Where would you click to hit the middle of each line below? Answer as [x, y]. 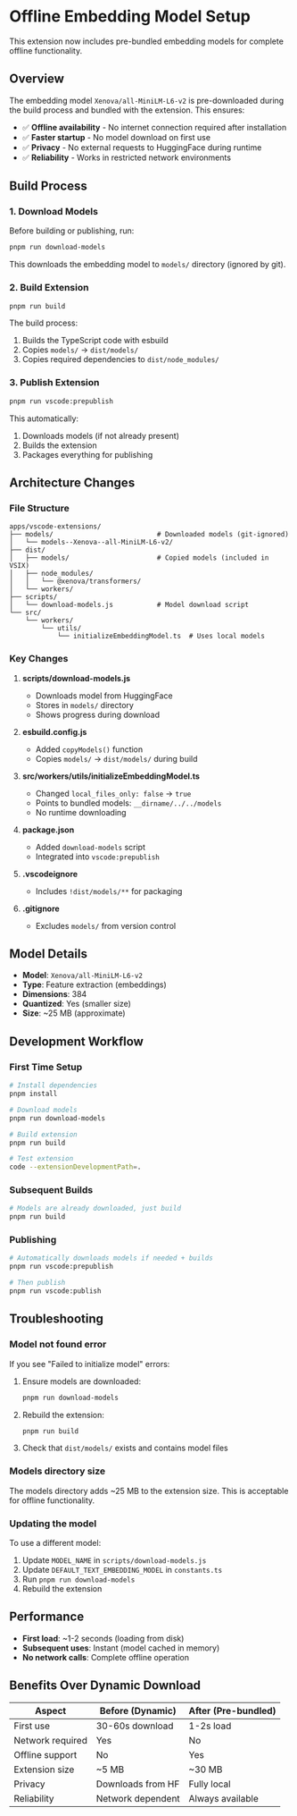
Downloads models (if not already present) [101, 435]
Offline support [45, 1754]
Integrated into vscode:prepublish [98, 857]
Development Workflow [77, 1041]
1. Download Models [54, 212]
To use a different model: [55, 1543]
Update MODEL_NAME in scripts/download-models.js [114, 1560]
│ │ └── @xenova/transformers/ [75, 582]
